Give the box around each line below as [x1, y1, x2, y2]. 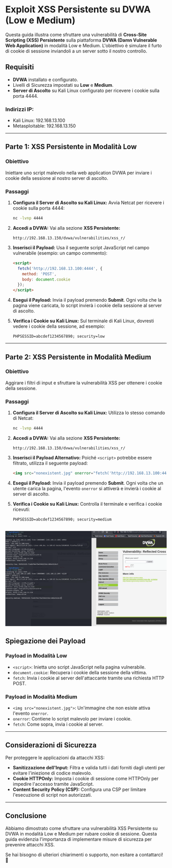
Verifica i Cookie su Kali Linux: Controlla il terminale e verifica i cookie [12, 501, 162, 507]
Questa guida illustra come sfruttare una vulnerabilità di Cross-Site [5, 31, 147, 38]
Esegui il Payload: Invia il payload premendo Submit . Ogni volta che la [12, 297, 162, 303]
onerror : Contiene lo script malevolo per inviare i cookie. [12, 716, 132, 722]
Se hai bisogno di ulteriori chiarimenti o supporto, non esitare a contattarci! [5, 852, 163, 858]
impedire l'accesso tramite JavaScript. [12, 781, 94, 787]
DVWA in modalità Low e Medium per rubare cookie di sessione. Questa [5, 830, 157, 837]
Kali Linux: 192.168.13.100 [12, 117, 66, 124]
